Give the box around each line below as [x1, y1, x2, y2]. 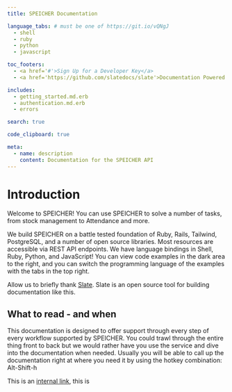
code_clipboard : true [7, 131, 70, 138]
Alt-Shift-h [7, 364, 38, 372]
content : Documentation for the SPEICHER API [19, 156, 154, 163]
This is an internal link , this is [7, 377, 90, 386]
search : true [7, 119, 45, 126]
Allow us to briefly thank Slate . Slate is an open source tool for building [7, 281, 210, 289]
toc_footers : [7, 61, 45, 68]
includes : [7, 86, 36, 94]
